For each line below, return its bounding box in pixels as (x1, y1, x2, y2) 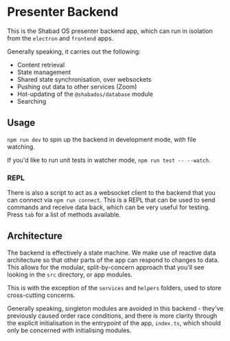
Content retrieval (16, 60, 65, 69)
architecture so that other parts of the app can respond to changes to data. (7, 255, 220, 264)
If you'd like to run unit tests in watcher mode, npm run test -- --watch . (7, 156, 211, 164)
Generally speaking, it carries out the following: (7, 47, 141, 56)
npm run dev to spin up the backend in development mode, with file (7, 135, 197, 143)
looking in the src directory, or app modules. (7, 270, 133, 279)
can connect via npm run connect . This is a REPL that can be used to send (7, 196, 216, 204)
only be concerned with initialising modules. (7, 326, 132, 334)
